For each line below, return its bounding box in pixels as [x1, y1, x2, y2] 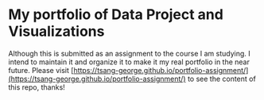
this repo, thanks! [8, 82, 65, 92]
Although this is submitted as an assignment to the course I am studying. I [8, 48, 250, 58]
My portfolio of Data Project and [8, 6, 224, 24]
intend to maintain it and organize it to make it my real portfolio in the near [8, 57, 250, 67]
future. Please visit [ [8, 65, 74, 75]
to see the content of [187, 74, 256, 83]
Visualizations [8, 22, 105, 40]
